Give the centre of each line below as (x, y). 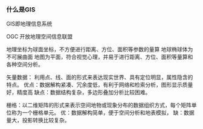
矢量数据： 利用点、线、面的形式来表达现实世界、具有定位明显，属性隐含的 (100, 77)
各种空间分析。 (25, 64)
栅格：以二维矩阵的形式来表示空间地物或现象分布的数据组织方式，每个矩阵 (99, 105)
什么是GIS (21, 9)
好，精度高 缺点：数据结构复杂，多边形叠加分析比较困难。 (79, 92)
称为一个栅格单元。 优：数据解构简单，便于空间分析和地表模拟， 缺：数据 (103, 113)
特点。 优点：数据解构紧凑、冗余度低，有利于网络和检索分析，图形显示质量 (100, 85)
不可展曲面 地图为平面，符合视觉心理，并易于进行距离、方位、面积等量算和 (100, 57)
